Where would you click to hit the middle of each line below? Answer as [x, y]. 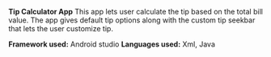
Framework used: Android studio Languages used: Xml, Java [112, 44]
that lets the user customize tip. [61, 28]
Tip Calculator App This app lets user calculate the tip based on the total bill [135, 12]
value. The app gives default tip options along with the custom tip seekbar [132, 20]
